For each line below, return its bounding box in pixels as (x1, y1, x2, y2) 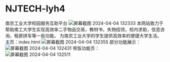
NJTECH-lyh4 (5, 3, 66, 14)
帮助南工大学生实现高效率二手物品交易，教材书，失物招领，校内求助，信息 (5, 26, 160, 32)
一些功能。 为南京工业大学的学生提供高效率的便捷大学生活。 (36, 32, 162, 38)
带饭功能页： (72, 45, 100, 51)
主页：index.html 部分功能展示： (5, 38, 141, 45)
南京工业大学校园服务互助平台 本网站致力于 (5, 20, 163, 26)
